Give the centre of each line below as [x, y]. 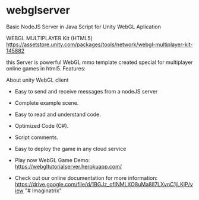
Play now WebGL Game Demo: [52, 160]
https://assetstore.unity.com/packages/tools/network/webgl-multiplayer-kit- [99, 44]
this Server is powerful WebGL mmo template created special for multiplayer [99, 62]
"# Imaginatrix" [43, 191]
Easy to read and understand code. [58, 114]
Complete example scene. [47, 103]
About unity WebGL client [37, 80]
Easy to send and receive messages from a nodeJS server [86, 91]
